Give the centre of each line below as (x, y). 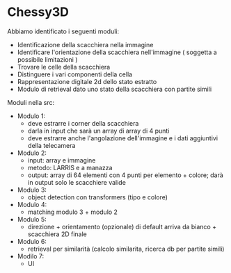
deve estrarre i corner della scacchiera (83, 123)
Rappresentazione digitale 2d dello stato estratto (87, 81)
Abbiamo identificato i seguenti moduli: (63, 31)
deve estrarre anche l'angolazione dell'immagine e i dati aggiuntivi (122, 138)
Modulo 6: (32, 241)
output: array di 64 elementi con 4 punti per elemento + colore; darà (126, 175)
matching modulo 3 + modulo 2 (73, 212)
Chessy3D (38, 12)
